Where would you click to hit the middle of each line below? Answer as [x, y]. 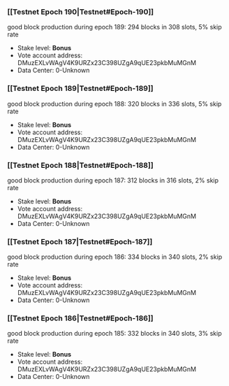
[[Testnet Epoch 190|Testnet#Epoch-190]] [81, 12]
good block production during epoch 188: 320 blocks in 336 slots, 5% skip [114, 103]
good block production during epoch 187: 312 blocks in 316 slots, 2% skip [113, 180]
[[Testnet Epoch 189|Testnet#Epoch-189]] [80, 89]
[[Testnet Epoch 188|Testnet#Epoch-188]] [80, 165]
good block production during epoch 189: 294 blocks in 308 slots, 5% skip [114, 27]
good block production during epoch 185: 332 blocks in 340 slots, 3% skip [114, 334]
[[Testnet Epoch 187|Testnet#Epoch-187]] [80, 241]
